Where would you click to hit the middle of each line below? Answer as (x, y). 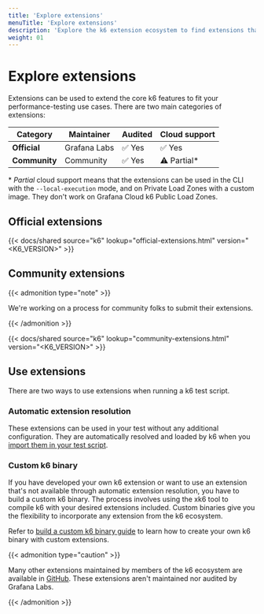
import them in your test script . (58, 445)
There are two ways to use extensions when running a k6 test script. (119, 390)
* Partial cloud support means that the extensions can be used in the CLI (126, 180)
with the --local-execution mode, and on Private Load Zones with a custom (131, 188)
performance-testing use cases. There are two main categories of (115, 106)
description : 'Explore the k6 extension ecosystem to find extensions (126, 30)
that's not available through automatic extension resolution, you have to (124, 491)
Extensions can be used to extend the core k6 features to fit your (113, 99)
